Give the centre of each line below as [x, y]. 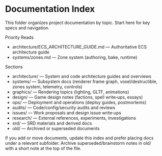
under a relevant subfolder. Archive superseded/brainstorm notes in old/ [78, 143]
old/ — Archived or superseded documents [56, 128]
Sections [14, 67]
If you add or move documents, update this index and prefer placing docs [79, 138]
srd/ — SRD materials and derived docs [52, 123]
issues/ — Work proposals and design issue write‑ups [67, 113]
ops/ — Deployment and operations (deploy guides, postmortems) [79, 102]
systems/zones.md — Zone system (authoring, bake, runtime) [75, 57]
